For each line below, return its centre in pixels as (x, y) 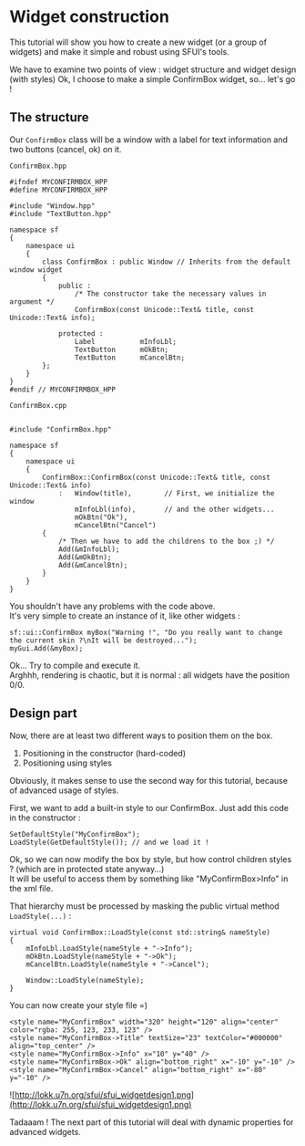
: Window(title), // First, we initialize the (166, 493)
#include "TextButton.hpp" (61, 214)
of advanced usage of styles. (64, 790)
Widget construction (90, 17)
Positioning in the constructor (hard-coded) (104, 753)
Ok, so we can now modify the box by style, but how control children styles (151, 859)
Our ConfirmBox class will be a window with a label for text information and (149, 140)
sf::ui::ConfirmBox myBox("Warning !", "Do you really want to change (146, 632)
